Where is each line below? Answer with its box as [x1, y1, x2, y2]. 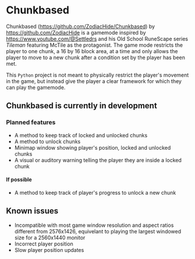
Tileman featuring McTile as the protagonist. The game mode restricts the [6, 42, 183, 49]
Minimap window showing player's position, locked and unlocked [14, 144, 171, 151]
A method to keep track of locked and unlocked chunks [14, 132, 148, 139]
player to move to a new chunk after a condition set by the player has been [6, 54, 185, 61]
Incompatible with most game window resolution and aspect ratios [14, 222, 174, 229]
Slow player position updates [14, 246, 84, 253]
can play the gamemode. [6, 84, 66, 91]
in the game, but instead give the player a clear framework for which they [6, 77, 182, 85]
